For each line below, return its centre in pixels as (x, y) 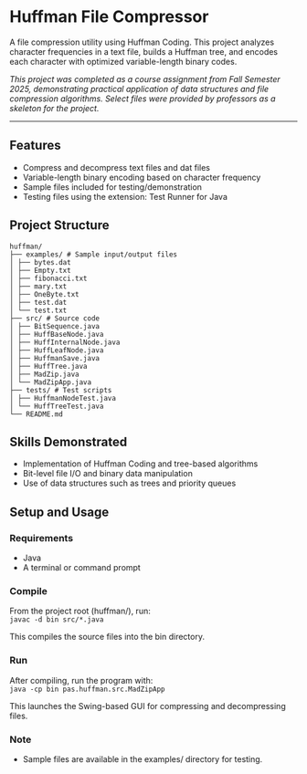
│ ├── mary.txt (38, 286)
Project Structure (59, 225)
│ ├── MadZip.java (44, 374)
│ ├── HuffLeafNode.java (57, 350)
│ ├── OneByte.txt (44, 294)
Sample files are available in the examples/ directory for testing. (143, 758)
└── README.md (37, 414)
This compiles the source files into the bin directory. (107, 637)
